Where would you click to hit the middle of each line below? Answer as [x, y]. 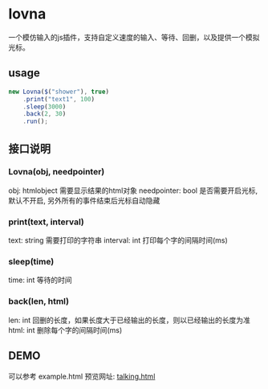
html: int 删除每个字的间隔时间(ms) [65, 330]
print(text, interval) [46, 222]
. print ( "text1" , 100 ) [59, 99]
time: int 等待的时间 [40, 280]
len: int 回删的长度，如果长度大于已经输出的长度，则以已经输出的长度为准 [129, 320]
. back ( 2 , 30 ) [45, 114]
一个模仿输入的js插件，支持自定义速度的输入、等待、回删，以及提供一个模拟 [134, 37]
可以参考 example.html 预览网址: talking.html [82, 376]
